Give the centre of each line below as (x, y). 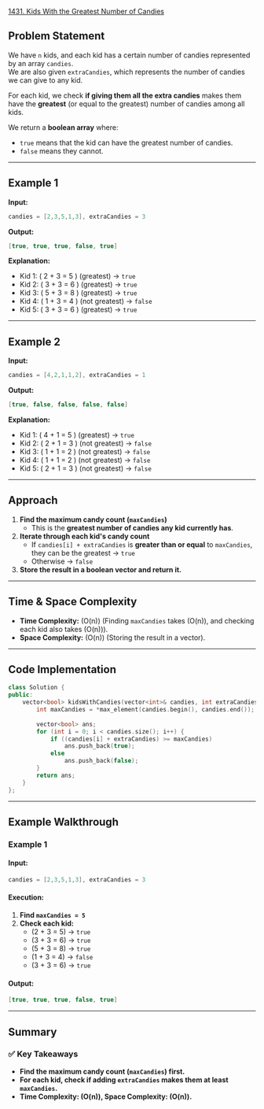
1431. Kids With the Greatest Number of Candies (86, 11)
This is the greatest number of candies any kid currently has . (132, 527)
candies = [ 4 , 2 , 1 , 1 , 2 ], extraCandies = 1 (77, 375)
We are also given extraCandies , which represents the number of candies (126, 72)
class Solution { (37, 688)
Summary (33, 1031)
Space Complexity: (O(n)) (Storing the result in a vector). (112, 638)
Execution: (26, 897)
